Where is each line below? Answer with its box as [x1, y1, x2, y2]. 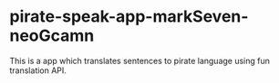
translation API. [9, 65, 67, 76]
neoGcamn [9, 25, 95, 46]
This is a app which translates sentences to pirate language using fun [9, 55, 271, 66]
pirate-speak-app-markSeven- [9, 6, 249, 27]
